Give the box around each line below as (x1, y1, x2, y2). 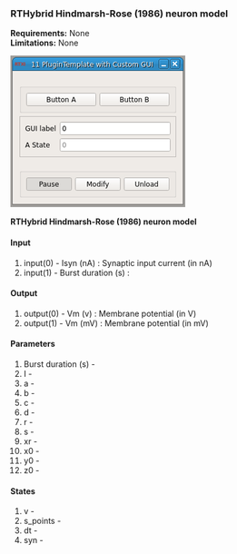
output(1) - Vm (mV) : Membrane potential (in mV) (23, 317, 210, 329)
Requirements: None (10, 28, 90, 39)
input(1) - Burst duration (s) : (23, 267, 130, 278)
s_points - (23, 516, 62, 527)
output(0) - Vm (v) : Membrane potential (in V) (23, 308, 197, 319)
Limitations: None (10, 37, 79, 48)
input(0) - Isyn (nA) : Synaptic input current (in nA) (23, 257, 212, 268)
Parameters (10, 339, 55, 350)
